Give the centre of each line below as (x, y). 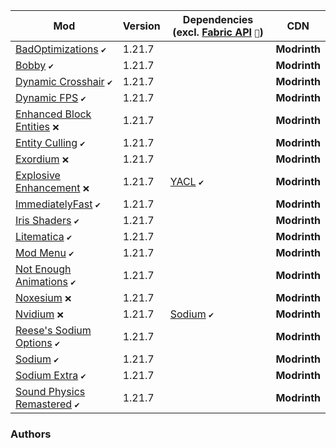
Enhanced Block (53, 114)
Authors (31, 434)
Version (141, 26)
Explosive (38, 175)
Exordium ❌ (42, 159)
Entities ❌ (37, 126)
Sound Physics (50, 391)
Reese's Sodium (53, 330)
